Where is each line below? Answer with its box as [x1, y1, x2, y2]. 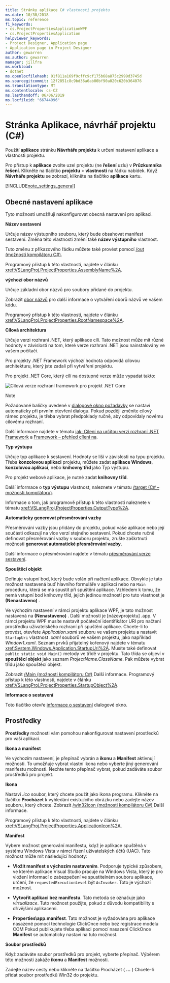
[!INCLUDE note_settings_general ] [5, 183, 75, 189]
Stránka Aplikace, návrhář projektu [5, 119, 156, 131]
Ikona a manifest [5, 745, 41, 751]
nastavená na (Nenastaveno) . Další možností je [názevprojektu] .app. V [5, 613, 156, 619]
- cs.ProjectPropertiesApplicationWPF [5, 26, 87, 32]
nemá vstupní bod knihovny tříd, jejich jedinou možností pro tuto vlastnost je [5, 592, 165, 598]
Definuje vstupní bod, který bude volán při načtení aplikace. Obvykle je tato [5, 576, 162, 582]
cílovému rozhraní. [5, 418, 44, 425]
